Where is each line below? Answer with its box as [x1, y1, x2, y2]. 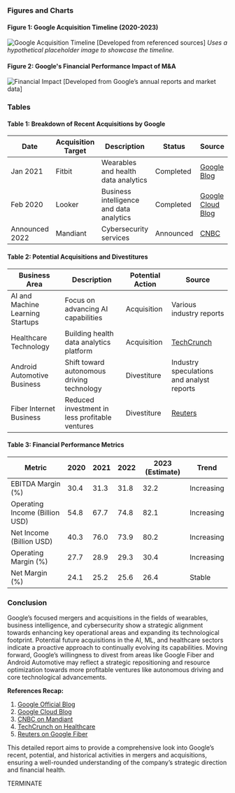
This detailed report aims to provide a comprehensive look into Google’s [7, 743, 215, 752]
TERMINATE [7, 779, 43, 788]
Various [171, 299, 197, 309]
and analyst [171, 375, 210, 385]
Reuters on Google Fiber [17, 730, 88, 738]
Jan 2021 [10, 166, 43, 176]
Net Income [10, 527, 49, 537]
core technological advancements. [7, 673, 107, 682]
